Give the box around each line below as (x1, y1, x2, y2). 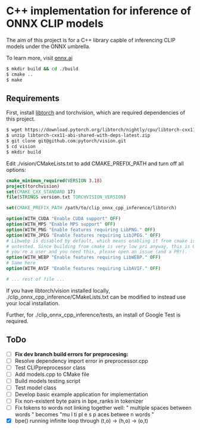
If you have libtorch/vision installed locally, (6, 287, 110, 294)
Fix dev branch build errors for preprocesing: (14, 350, 129, 357)
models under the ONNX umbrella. (6, 43, 90, 50)
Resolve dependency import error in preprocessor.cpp (14, 357, 149, 364)
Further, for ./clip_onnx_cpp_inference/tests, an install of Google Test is (6, 311, 181, 318)
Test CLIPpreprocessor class (14, 364, 86, 371)
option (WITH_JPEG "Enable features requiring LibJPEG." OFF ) (6, 232, 161, 238)
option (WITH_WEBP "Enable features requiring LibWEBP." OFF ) (6, 255, 161, 260)
